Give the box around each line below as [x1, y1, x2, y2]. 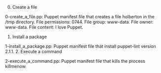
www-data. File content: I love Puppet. [5, 24, 84, 30]
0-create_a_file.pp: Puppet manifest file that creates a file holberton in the [5, 14, 155, 19]
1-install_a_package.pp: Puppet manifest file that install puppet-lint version [5, 43, 156, 49]
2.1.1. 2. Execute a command [5, 49, 63, 54]
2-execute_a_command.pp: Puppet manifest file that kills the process [5, 58, 145, 64]
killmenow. [5, 64, 27, 69]
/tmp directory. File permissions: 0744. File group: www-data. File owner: [5, 19, 154, 25]
